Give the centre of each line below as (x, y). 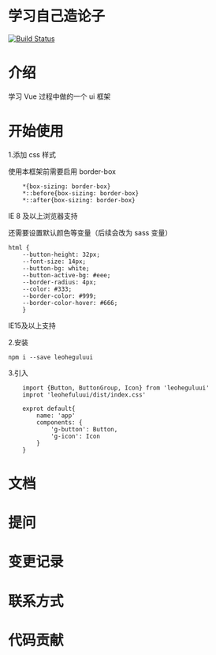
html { (19, 247)
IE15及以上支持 (32, 326)
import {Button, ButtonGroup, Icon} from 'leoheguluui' (116, 388)
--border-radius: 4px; (60, 282)
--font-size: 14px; (54, 262)
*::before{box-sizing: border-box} (81, 193)
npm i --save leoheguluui (50, 357)
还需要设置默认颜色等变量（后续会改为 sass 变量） (90, 232)
